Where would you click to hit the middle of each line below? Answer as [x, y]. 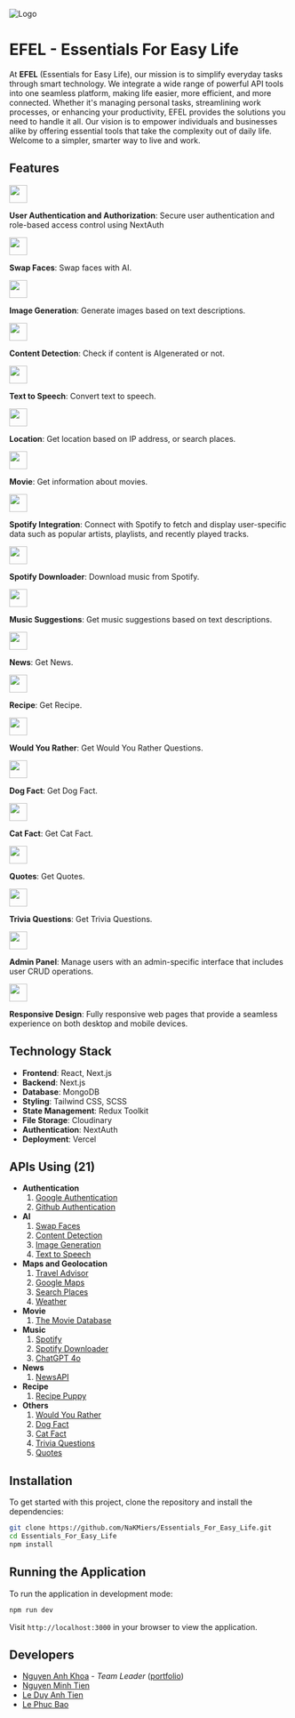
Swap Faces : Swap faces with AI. [71, 268]
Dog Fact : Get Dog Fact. [53, 791]
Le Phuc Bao [45, 1705]
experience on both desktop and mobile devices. [99, 1024]
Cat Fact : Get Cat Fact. [51, 833]
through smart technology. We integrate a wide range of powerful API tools [147, 84]
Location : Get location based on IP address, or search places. [123, 438]
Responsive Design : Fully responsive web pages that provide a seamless [144, 1014]
